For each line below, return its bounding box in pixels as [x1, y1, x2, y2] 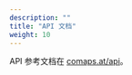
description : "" [9, 13, 71, 23]
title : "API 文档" [9, 22, 76, 31]
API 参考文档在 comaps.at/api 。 [9, 56, 129, 67]
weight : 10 [9, 30, 51, 39]
